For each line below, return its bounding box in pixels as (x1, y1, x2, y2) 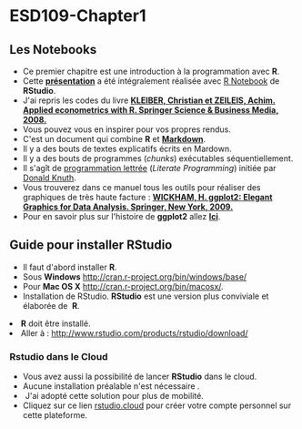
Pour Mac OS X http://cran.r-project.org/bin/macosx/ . (22, 281, 225, 291)
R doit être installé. (21, 318, 91, 329)
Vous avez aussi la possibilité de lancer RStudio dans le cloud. (22, 371, 257, 383)
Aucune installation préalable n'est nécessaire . (22, 381, 200, 392)
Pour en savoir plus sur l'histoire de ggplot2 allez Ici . (22, 211, 221, 221)
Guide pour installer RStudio (9, 238, 173, 253)
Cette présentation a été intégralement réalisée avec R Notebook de (22, 76, 280, 87)
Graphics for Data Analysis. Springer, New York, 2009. (22, 201, 234, 212)
